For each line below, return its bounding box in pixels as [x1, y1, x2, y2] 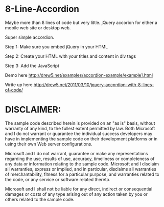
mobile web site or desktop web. [5, 24, 71, 30]
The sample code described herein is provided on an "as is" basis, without [5, 120, 155, 126]
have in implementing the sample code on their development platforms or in [5, 136, 158, 141]
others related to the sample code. [5, 196, 75, 202]
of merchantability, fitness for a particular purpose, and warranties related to [5, 171, 160, 177]
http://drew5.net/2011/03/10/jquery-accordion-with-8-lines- [33, 82, 154, 88]
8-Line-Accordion [5, 3, 79, 15]
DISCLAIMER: [5, 104, 61, 115]
